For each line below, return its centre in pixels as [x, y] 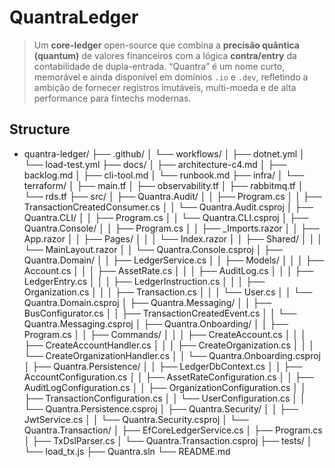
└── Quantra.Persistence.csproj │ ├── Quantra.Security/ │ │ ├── [161, 408]
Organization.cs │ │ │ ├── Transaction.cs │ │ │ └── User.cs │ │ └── [168, 292]
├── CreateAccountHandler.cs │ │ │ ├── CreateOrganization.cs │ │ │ [169, 345]
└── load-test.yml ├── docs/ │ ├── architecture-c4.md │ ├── [155, 164]
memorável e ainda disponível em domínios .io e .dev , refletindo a [171, 77]
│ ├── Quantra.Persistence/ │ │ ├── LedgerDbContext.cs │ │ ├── [163, 366]
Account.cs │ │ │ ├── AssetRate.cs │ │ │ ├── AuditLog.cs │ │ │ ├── [168, 270]
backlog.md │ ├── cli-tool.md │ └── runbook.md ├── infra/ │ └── [164, 175]
